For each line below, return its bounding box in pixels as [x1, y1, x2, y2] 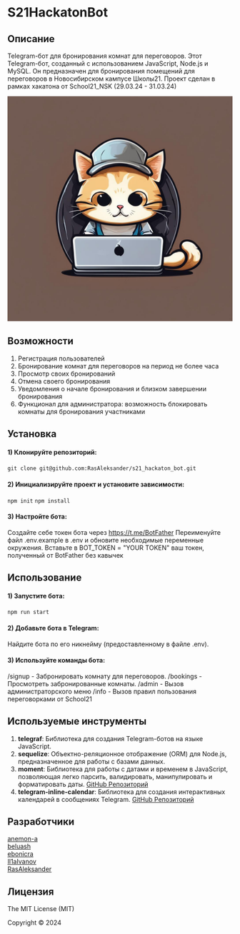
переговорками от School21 [7, 694, 93, 703]
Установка [7, 428, 57, 440]
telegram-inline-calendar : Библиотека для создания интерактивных [17, 787, 226, 796]
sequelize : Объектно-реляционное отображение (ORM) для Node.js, [17, 749, 227, 758]
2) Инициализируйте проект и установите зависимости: [7, 480, 184, 488]
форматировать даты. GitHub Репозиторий [17, 780, 149, 788]
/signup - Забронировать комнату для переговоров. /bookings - [7, 672, 202, 681]
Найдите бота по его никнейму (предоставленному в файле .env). [7, 640, 209, 648]
